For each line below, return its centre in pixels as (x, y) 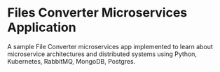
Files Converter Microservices (97, 13)
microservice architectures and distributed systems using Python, (102, 54)
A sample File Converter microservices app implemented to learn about (110, 46)
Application (42, 27)
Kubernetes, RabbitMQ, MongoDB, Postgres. (71, 61)
